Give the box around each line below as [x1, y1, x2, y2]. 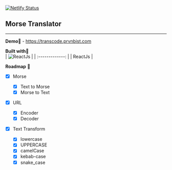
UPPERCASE [20, 142, 48, 148]
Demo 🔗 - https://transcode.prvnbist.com [5, 38, 92, 44]
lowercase [20, 136, 42, 142]
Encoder [20, 110, 38, 116]
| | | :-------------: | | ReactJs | [5, 53, 93, 59]
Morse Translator [5, 19, 62, 28]
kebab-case [20, 154, 46, 160]
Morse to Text [20, 89, 50, 95]
